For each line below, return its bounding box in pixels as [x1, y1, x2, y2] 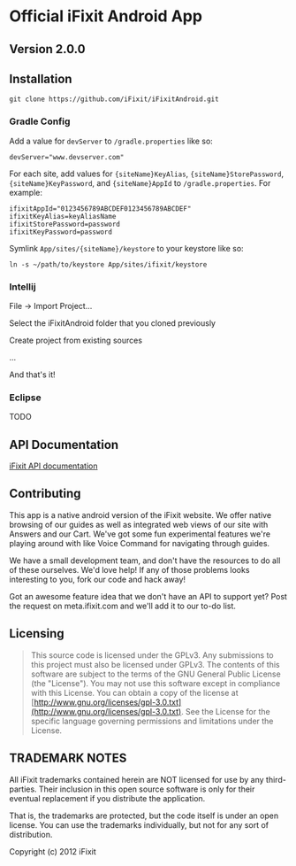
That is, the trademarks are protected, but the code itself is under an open [9, 810, 279, 821]
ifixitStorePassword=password [9, 220, 121, 228]
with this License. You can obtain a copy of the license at [30, 687, 239, 698]
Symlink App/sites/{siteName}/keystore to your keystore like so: [9, 243, 245, 253]
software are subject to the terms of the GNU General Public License [30, 669, 281, 679]
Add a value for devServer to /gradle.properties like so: [9, 135, 214, 146]
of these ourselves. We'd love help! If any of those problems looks [9, 564, 250, 575]
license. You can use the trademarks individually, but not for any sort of [9, 819, 269, 830]
